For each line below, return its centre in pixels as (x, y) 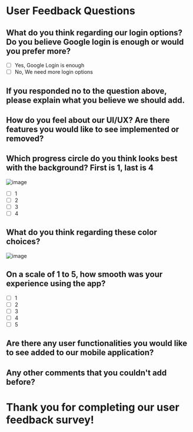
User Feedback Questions (71, 11)
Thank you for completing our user (93, 407)
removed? (25, 138)
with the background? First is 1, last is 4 (80, 168)
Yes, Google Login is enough (49, 65)
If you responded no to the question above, (86, 91)
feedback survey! (50, 420)
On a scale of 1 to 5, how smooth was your (84, 275)
